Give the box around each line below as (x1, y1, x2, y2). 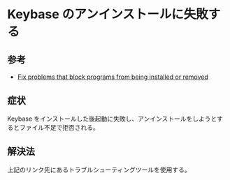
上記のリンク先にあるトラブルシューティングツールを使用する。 (7, 165, 191, 174)
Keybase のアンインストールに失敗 (7, 6, 208, 22)
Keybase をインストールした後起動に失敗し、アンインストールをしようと (7, 114, 217, 123)
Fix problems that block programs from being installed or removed (17, 73, 208, 81)
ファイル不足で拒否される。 (19, 123, 99, 131)
